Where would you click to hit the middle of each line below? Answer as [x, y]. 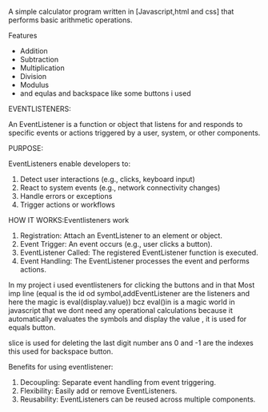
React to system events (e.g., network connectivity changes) [120, 188]
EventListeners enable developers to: [69, 164]
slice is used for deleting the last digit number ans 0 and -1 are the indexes [131, 343]
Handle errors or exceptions [66, 196]
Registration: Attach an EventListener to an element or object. [121, 236]
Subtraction [39, 59]
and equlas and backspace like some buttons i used [105, 93]
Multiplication [42, 68]
